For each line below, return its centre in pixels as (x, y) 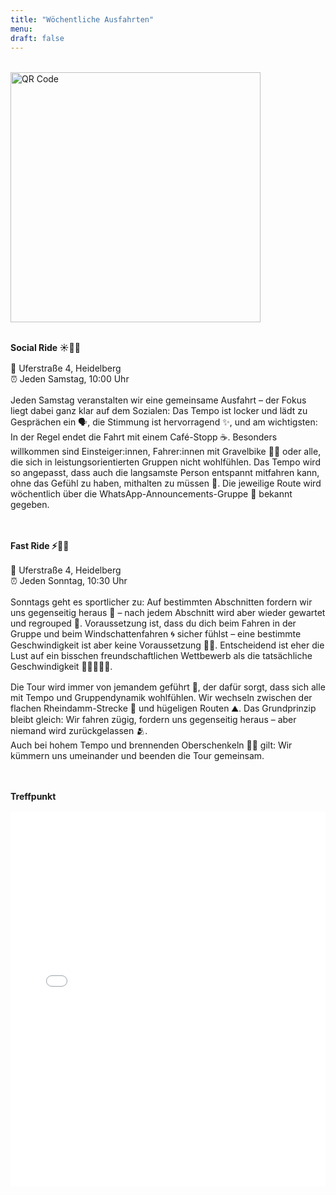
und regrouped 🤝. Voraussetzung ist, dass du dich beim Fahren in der (153, 623)
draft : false (37, 38)
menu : (21, 29)
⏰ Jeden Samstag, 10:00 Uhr (70, 379)
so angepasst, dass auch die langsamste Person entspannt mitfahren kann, (165, 473)
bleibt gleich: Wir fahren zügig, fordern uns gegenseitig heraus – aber (153, 720)
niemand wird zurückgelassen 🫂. (79, 731)
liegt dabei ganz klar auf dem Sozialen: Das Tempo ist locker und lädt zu (159, 411)
